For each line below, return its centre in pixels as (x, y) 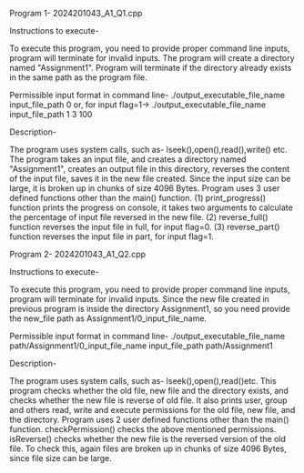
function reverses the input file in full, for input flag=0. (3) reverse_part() (145, 227)
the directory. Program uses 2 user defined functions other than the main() (149, 419)
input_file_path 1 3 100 (51, 114)
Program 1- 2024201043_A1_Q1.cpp (76, 13)
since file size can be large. (61, 458)
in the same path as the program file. (78, 77)
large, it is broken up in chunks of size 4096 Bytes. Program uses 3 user (145, 188)
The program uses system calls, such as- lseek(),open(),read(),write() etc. (148, 150)
